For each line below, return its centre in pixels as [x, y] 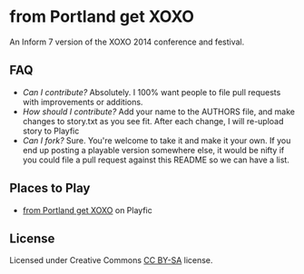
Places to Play [50, 188]
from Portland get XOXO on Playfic [87, 210]
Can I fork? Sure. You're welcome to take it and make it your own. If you [157, 140]
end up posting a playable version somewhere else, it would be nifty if [153, 150]
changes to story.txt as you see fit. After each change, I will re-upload [153, 121]
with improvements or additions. [83, 102]
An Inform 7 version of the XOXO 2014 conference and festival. [127, 42]
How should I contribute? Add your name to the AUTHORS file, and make [158, 112]
